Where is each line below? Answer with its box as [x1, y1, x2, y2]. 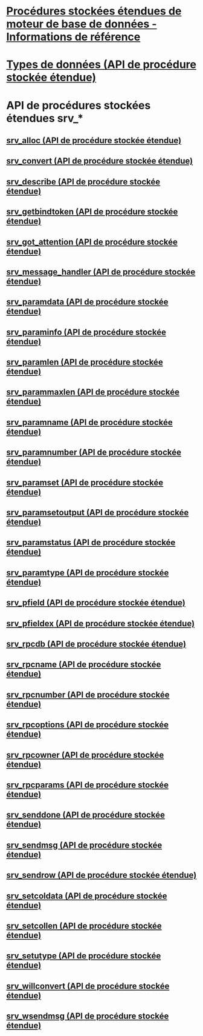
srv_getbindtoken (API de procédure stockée [6, 207, 178, 217]
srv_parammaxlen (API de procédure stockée [6, 387, 180, 398]
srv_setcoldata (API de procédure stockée [6, 891, 167, 901]
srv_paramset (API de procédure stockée [6, 477, 164, 487]
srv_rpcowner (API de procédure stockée [6, 750, 164, 760]
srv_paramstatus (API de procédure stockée [6, 538, 176, 548]
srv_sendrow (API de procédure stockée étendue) [6, 870, 197, 880]
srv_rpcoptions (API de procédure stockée [6, 720, 169, 730]
